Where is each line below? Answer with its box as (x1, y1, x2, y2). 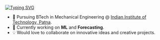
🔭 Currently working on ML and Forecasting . (12, 24, 104, 30)
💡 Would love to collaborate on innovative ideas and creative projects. (12, 30, 156, 35)
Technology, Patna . (12, 20, 52, 25)
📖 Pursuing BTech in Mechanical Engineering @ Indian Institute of (12, 14, 147, 20)
